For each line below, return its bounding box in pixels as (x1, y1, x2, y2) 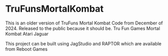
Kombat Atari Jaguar (5, 31, 49, 37)
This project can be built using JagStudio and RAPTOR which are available (5, 40, 162, 46)
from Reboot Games (5, 46, 47, 52)
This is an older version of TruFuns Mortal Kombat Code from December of (5, 20, 163, 26)
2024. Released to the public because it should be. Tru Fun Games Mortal (5, 25, 160, 31)
